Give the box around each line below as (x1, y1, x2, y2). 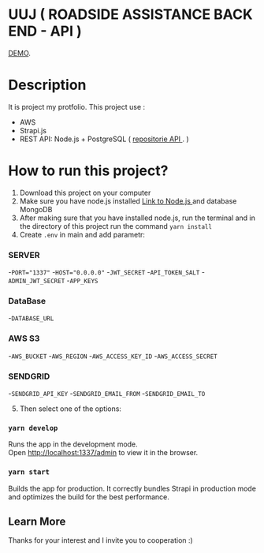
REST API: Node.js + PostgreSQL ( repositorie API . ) (19, 134, 189, 144)
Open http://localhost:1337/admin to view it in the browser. (8, 448, 199, 458)
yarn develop (8, 424, 58, 432)
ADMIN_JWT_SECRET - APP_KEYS (8, 276, 99, 286)
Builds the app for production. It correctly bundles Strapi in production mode (8, 484, 256, 493)
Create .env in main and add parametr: (19, 230, 146, 239)
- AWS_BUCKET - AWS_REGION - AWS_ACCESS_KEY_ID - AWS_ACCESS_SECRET (8, 351, 218, 361)
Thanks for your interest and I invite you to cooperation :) (8, 536, 193, 545)
